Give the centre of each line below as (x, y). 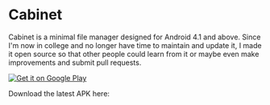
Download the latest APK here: (59, 93)
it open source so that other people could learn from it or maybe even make (134, 54)
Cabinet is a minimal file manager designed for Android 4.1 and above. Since (135, 37)
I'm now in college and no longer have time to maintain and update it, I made (135, 45)
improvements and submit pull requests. (75, 63)
